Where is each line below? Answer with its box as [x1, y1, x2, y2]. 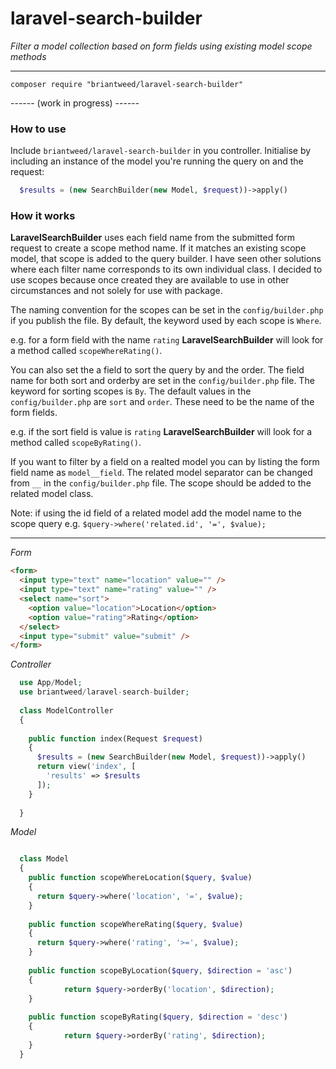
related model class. [10, 488, 94, 500]
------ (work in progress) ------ [10, 97, 140, 109]
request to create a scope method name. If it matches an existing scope [10, 242, 307, 254]
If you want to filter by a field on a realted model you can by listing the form [10, 456, 320, 468]
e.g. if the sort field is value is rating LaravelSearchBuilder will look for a [10, 426, 313, 438]
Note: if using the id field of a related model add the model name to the [10, 507, 302, 519]
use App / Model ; [19, 678, 83, 688]
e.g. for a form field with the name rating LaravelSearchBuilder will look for [10, 334, 324, 346]
